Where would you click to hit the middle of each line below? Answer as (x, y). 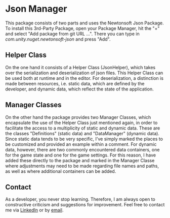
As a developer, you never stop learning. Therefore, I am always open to (80, 199)
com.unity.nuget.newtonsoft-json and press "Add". (58, 39)
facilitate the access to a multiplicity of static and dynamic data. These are (83, 128)
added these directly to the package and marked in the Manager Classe (80, 160)
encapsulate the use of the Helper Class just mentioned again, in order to (81, 122)
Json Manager (36, 9)
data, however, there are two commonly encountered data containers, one (82, 149)
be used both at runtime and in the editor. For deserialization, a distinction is (84, 78)
